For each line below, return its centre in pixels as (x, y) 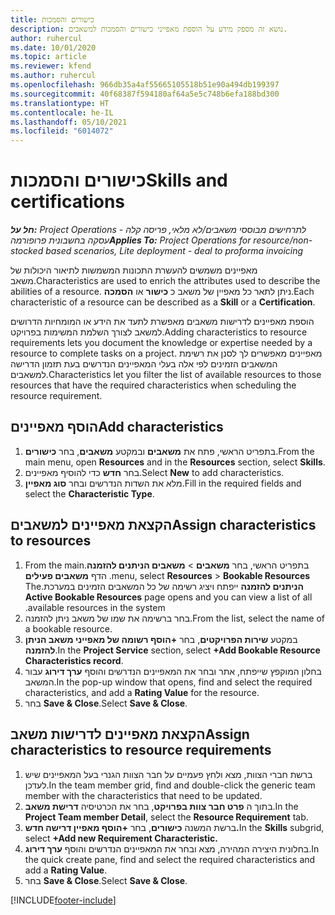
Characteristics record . (74, 660)
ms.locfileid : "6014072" (62, 131)
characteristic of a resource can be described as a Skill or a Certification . (163, 302)
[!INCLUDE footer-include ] (63, 900)
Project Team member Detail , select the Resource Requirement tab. (166, 817)
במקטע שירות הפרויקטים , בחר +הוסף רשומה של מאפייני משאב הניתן (161, 639)
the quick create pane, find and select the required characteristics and (170, 859)
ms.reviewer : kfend (51, 66)
